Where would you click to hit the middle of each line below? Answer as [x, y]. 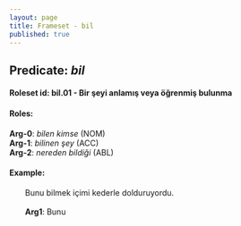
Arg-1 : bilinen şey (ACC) [54, 143]
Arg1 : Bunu [46, 212]
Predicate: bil [47, 70]
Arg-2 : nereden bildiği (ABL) [62, 152]
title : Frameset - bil [52, 26]
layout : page [34, 17]
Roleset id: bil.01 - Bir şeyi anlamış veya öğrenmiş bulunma [121, 93]
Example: [27, 173]
